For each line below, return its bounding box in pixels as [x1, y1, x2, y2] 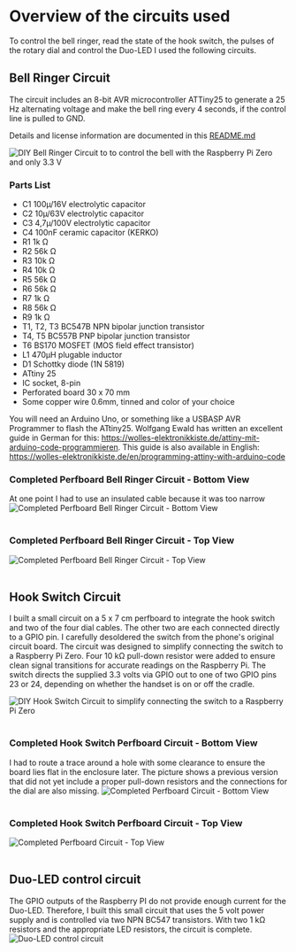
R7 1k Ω [21, 293, 50, 304]
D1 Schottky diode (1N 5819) [21, 359, 125, 369]
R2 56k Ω [21, 246, 57, 257]
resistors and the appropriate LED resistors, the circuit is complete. [9, 924, 253, 934]
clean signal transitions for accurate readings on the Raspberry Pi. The [9, 660, 267, 670]
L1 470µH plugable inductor [21, 350, 123, 360]
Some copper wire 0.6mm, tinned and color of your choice [21, 397, 236, 407]
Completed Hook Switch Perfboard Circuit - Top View [9, 817, 243, 829]
